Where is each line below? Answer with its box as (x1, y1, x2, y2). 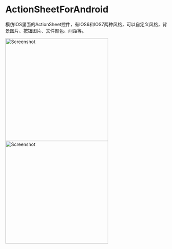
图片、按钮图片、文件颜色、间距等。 (9, 27, 86, 34)
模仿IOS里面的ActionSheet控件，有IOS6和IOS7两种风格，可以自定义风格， (5, 21, 163, 27)
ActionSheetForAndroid (5, 4, 109, 15)
